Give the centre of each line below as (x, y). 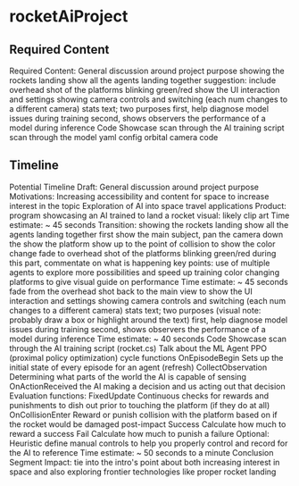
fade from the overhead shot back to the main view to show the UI (131, 291)
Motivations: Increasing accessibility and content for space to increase (139, 196)
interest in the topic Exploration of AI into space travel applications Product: (148, 205)
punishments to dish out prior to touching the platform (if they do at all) (140, 405)
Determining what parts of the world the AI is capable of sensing (128, 376)
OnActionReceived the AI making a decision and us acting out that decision (147, 386)
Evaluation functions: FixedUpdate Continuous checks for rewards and (139, 396)
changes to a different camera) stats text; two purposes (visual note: (135, 310)
